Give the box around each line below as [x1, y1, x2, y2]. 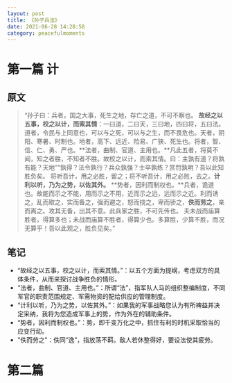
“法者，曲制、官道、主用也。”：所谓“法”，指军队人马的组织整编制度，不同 [17, 284, 226, 292]
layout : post [7, 10, 45, 17]
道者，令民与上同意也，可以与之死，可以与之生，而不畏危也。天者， [24, 129, 219, 137]
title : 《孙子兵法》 [7, 17, 60, 24]
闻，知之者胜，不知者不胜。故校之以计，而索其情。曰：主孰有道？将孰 [24, 154, 225, 163]
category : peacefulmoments [7, 29, 85, 37]
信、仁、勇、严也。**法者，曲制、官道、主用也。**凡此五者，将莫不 [24, 146, 219, 154]
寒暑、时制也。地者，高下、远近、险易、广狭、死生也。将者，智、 [36, 137, 225, 146]
